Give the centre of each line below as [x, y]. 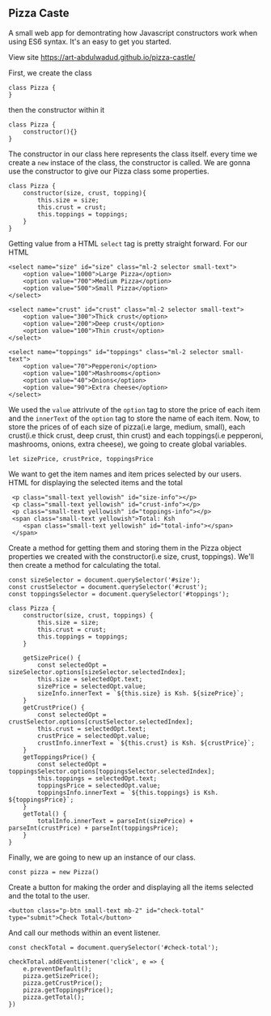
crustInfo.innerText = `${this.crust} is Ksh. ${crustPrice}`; [146, 743]
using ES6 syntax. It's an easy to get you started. [90, 41]
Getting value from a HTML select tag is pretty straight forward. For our [128, 243]
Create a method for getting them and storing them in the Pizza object [125, 548]
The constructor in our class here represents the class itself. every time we [133, 154]
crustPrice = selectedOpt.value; [94, 736]
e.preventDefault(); [57, 969]
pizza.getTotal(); [54, 997]
